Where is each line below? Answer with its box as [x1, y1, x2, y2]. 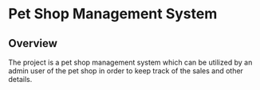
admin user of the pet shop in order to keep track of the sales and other [8, 66, 243, 76]
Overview [8, 37, 58, 50]
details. [8, 75, 33, 84]
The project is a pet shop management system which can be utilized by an [8, 57, 253, 67]
